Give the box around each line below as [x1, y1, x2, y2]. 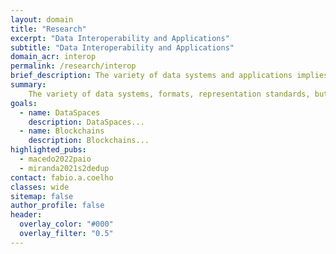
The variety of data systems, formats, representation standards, [28, 89, 311, 99]
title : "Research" [10, 24, 87, 34]
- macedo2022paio [19, 154, 92, 164]
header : [10, 210, 43, 220]
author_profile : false [10, 201, 105, 211]
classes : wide [10, 182, 70, 192]
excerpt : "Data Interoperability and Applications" [10, 33, 230, 43]
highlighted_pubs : [10, 145, 87, 155]
